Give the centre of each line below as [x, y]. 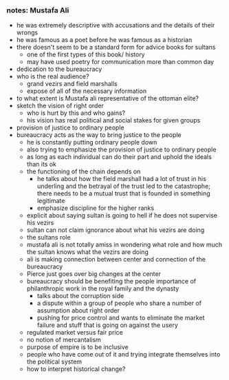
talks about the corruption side [80, 296]
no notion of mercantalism [64, 340]
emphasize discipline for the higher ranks [96, 208]
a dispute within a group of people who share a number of [119, 303]
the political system [54, 362]
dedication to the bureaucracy [59, 69]
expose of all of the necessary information [87, 91]
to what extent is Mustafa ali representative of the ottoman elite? [108, 98]
